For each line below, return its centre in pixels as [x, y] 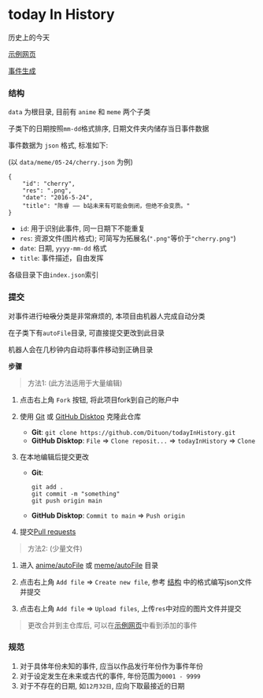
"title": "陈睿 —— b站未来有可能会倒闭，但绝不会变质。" [106, 206]
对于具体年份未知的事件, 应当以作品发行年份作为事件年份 [111, 666]
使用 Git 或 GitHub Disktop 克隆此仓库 [80, 416]
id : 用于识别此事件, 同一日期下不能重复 [82, 228]
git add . [48, 487]
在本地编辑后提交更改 [54, 457]
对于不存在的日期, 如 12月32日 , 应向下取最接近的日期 [102, 685]
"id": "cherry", [49, 184]
